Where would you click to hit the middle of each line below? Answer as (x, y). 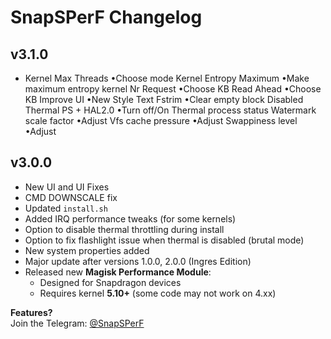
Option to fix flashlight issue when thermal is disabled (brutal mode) (164, 240)
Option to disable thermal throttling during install (124, 229)
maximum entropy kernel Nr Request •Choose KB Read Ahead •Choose (173, 89)
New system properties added (87, 250)
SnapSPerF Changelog (106, 17)
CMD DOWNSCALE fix (71, 197)
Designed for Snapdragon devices (110, 282)
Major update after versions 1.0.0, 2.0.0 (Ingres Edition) (138, 261)
